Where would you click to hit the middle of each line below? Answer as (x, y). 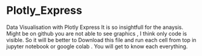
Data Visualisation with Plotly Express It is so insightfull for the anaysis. (95, 27)
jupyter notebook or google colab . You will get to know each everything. (97, 46)
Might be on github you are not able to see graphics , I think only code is (96, 33)
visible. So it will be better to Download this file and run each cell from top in (101, 40)
